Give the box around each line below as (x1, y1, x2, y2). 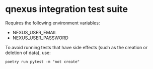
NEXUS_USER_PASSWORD (12, 35, 69, 41)
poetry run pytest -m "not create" (5, 59, 80, 64)
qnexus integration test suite (5, 3, 128, 15)
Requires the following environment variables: (5, 20, 100, 26)
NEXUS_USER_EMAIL (12, 29, 57, 35)
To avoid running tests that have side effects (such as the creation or (5, 44, 148, 50)
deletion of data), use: (5, 50, 51, 56)
